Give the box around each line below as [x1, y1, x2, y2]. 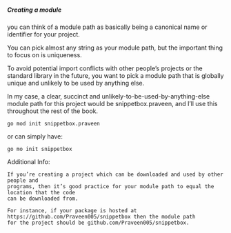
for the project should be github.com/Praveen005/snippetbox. [7, 219, 190, 226]
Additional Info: [7, 157, 50, 165]
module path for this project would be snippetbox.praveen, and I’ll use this [7, 99, 218, 108]
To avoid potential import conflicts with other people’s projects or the [7, 64, 203, 72]
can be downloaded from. [7, 195, 79, 202]
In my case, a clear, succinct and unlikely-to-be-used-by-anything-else [7, 92, 210, 100]
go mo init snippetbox [7, 145, 72, 152]
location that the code [7, 189, 76, 196]
